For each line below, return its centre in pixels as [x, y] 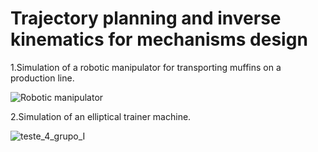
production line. [42, 78]
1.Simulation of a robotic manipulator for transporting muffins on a [146, 67]
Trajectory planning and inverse [146, 18]
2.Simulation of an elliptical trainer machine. [101, 116]
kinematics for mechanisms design [159, 39]
